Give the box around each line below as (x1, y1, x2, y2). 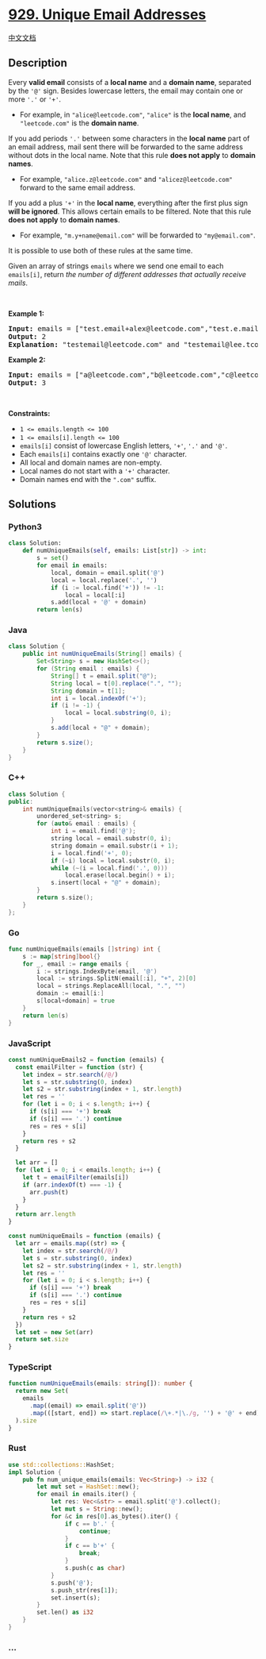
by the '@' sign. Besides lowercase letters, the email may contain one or (8, 86, 243, 95)
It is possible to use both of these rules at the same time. (8, 245, 193, 255)
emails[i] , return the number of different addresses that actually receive (8, 269, 247, 279)
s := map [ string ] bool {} (22, 952, 101, 960)
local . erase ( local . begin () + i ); (64, 871, 176, 879)
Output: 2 (8, 332, 46, 341)
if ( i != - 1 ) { (50, 701, 101, 710)
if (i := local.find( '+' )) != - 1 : (50, 584, 165, 592)
